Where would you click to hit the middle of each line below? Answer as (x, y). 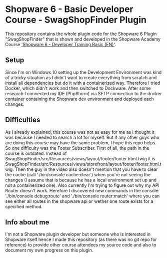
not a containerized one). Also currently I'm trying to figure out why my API (82, 185)
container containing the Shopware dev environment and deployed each (79, 99)
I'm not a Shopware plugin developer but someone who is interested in (78, 234)
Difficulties (23, 120)
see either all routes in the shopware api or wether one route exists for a (79, 201)
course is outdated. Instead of (36, 153)
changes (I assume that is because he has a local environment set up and (81, 180)
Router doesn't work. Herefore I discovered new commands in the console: (82, 190)
